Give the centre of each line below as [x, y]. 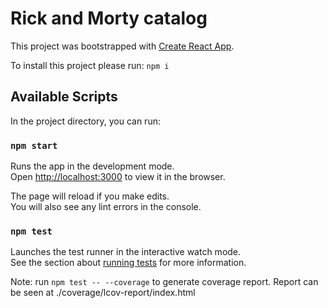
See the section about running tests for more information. [128, 263]
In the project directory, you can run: [85, 121]
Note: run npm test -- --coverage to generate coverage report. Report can [164, 282]
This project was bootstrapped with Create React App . [122, 46]
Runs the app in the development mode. [92, 166]
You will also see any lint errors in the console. [106, 207]
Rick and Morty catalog [109, 18]
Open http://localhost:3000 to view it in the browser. [118, 177]
